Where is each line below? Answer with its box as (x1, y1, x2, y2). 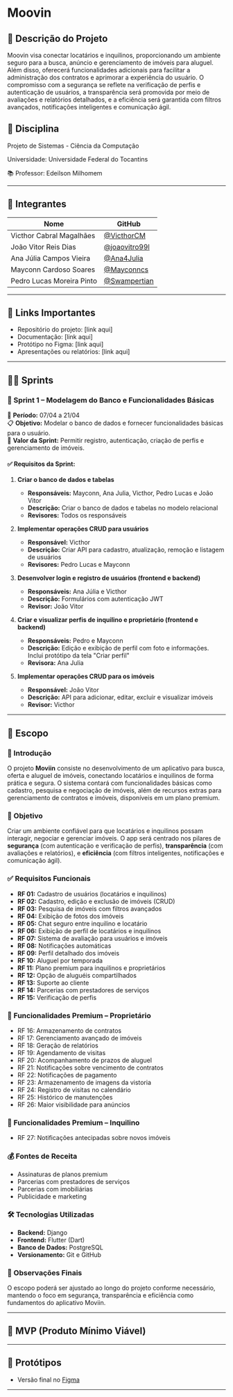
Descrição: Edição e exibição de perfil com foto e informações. (27, 644, 209, 653)
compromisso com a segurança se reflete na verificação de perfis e (7, 81, 201, 88)
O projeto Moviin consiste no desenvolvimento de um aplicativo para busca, (7, 764, 225, 772)
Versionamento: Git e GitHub (17, 1250, 102, 1258)
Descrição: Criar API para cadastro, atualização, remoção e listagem (27, 545, 225, 554)
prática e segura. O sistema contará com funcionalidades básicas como (7, 779, 213, 788)
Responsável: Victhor (27, 538, 91, 547)
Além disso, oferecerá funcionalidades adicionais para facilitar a (7, 66, 191, 74)
